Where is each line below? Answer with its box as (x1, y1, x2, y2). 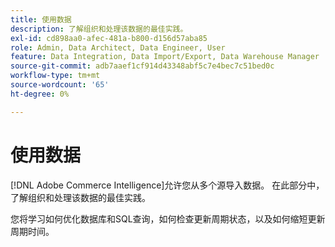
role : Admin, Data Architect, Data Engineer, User (10, 42, 226, 53)
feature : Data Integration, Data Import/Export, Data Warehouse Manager (10, 52, 320, 62)
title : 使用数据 (10, 14, 72, 25)
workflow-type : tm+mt (10, 71, 101, 81)
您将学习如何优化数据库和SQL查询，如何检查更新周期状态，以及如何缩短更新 (10, 212, 326, 225)
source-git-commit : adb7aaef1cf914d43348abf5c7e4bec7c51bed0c (10, 61, 275, 71)
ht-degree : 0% (10, 89, 70, 99)
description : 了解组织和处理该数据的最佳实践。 (10, 24, 188, 34)
